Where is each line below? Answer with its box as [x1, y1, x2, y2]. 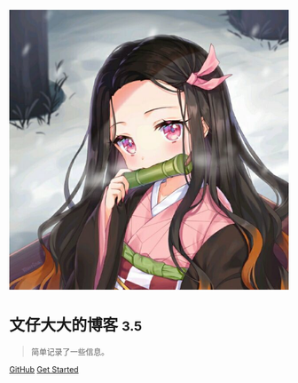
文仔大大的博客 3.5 [9, 315, 143, 336]
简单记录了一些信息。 [30, 346, 109, 356]
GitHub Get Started [9, 363, 79, 374]
